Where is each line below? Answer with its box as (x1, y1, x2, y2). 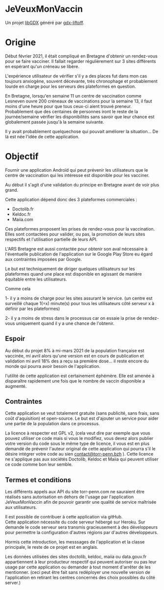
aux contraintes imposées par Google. (5, 256, 82, 262)
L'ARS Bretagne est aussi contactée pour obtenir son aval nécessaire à (5, 246, 148, 252)
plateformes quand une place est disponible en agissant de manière (5, 271, 142, 277)
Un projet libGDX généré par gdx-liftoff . (5, 20, 85, 26)
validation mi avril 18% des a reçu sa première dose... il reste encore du (5, 358, 149, 364)
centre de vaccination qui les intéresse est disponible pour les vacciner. (5, 172, 150, 178)
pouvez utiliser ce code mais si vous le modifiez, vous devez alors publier (5, 436, 154, 441)
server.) (5, 580, 21, 586)
